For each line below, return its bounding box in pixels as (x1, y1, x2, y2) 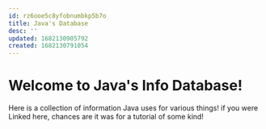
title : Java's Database (8, 19, 89, 27)
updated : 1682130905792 (8, 34, 89, 43)
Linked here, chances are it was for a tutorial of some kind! (8, 112, 205, 122)
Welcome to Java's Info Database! (8, 77, 243, 95)
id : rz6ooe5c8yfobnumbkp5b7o (8, 11, 107, 20)
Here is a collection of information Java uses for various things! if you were (8, 103, 259, 113)
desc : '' (8, 27, 38, 35)
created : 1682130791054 (8, 42, 89, 50)
